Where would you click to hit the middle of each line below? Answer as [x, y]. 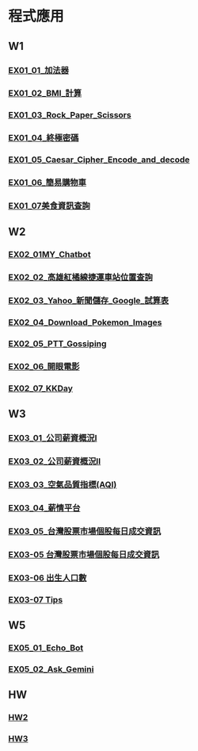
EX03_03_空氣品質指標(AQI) [63, 485]
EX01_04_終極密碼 [44, 138]
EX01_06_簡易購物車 [48, 183]
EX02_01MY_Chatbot [49, 255]
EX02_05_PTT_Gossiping [57, 344]
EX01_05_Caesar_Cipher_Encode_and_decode [99, 160]
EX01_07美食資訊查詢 [49, 206]
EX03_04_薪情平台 [44, 507]
